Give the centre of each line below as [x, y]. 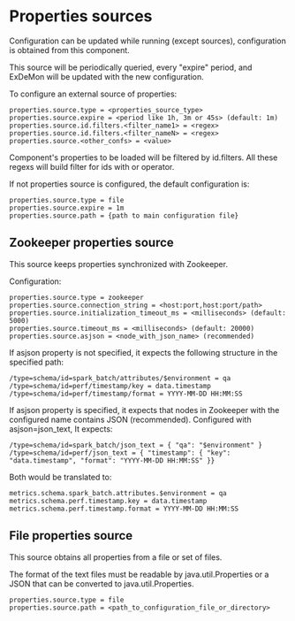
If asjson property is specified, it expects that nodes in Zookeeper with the [144, 410]
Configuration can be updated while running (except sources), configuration [148, 41]
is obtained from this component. [69, 50]
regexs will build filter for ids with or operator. [92, 166]
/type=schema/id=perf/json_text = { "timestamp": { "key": [120, 453]
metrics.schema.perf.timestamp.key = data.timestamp [108, 501]
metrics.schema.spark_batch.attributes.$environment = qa [118, 493]
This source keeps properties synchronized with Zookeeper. [118, 264]
